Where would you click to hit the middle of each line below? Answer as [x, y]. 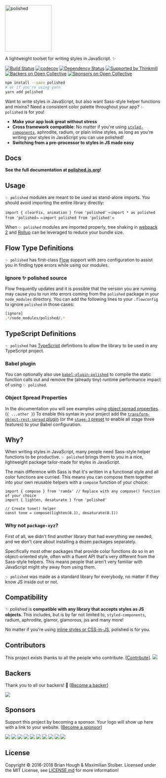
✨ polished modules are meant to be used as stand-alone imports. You [77, 197]
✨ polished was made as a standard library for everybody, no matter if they [82, 577]
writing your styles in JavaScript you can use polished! [68, 137]
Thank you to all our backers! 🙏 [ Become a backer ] [57, 685]
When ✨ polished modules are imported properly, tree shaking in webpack [82, 227]
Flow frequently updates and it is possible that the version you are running [81, 289]
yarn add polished [24, 92]
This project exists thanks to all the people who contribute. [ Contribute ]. [78, 658]
